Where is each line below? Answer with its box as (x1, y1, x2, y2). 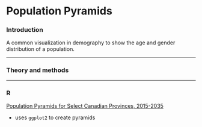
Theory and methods (6, 66, 69, 74)
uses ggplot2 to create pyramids (14, 114, 96, 121)
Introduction (6, 26, 43, 34)
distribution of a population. (6, 46, 75, 53)
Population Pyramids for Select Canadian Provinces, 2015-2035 (6, 102, 164, 110)
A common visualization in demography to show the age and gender (6, 39, 176, 46)
